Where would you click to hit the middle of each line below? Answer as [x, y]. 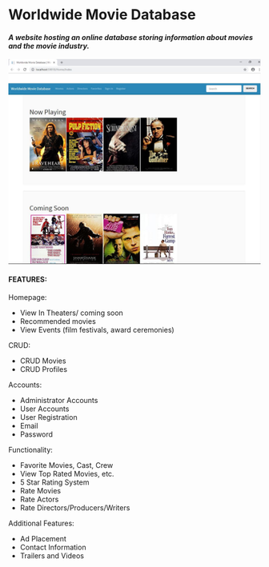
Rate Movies [40, 491]
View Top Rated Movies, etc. [67, 474]
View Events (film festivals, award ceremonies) [97, 330]
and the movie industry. [49, 46]
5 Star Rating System [54, 482]
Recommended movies [58, 321]
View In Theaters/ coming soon [72, 313]
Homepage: [28, 297]
